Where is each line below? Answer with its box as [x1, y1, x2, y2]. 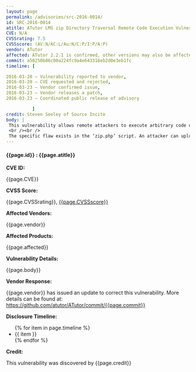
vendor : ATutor [6, 47, 43, 53]
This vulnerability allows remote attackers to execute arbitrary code [8, 122, 187, 128]
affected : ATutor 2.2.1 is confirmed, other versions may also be [6, 52, 171, 58]
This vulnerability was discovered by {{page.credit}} [6, 360, 132, 367]
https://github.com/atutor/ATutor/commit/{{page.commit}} [6, 302, 146, 309]
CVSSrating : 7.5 [6, 36, 45, 42]
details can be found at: [6, 295, 63, 302]
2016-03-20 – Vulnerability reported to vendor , [6, 74, 127, 80]
